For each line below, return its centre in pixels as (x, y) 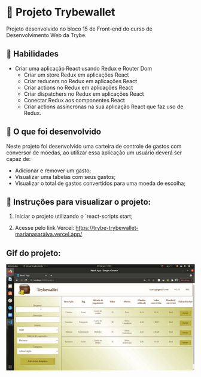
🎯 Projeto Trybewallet (61, 12)
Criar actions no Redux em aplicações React (78, 87)
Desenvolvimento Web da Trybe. (46, 35)
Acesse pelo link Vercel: (45, 228)
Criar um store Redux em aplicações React (76, 75)
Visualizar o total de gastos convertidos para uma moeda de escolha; (100, 183)
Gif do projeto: (33, 253)
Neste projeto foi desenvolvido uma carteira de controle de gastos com (94, 146)
